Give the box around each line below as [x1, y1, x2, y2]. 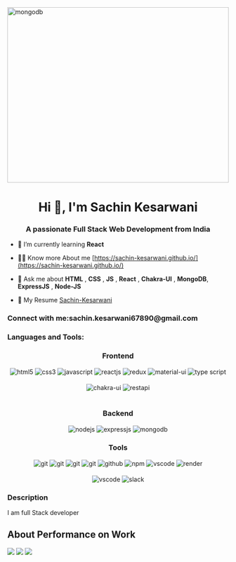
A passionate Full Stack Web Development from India [25, 225, 211, 234]
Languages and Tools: [7, 333, 84, 342]
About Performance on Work [7, 529, 136, 541]
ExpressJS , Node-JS [17, 282, 81, 290]
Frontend [102, 351, 134, 361]
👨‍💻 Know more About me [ [17, 254, 95, 262]
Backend [103, 408, 133, 418]
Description [7, 493, 48, 502]
